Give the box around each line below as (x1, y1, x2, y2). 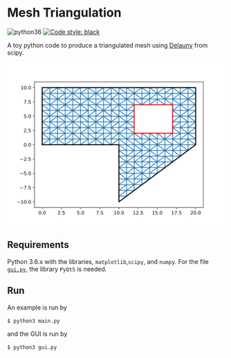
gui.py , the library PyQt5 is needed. (7, 265, 107, 273)
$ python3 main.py (7, 317, 60, 324)
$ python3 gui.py (7, 344, 57, 351)
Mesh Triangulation (7, 5, 122, 21)
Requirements (7, 239, 69, 251)
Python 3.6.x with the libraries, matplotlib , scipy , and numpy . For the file (7, 257, 209, 265)
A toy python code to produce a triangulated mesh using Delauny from (7, 41, 208, 49)
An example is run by (7, 303, 68, 312)
